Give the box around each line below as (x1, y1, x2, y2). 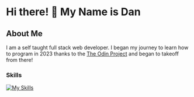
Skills (6, 71, 22, 79)
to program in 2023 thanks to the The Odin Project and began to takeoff (6, 50, 179, 57)
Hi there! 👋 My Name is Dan (6, 5, 141, 19)
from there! (6, 57, 33, 63)
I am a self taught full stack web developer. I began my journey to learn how (6, 44, 189, 51)
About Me (6, 29, 43, 39)
